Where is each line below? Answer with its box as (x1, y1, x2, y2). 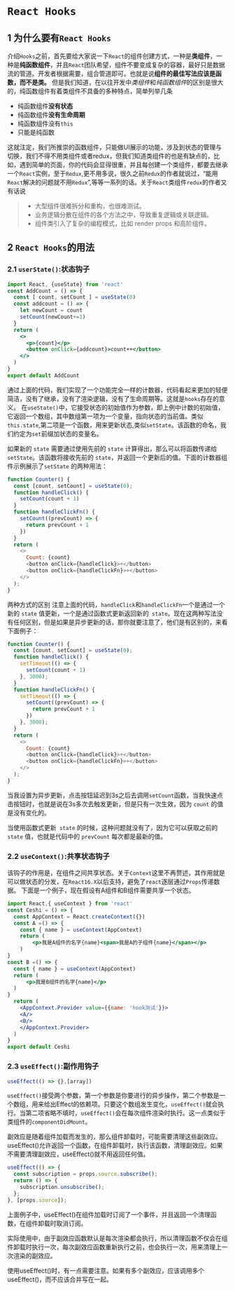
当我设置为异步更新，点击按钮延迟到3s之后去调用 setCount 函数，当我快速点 (7, 791, 224, 799)
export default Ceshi (7, 1043, 71, 1051)
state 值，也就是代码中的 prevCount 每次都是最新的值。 (7, 832, 167, 841)
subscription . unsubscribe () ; (20, 1183, 105, 1191)
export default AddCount (7, 372, 80, 379)
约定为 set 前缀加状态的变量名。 (13, 429, 103, 437)
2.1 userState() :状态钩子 (7, 264, 90, 274)
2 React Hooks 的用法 (7, 242, 95, 254)
